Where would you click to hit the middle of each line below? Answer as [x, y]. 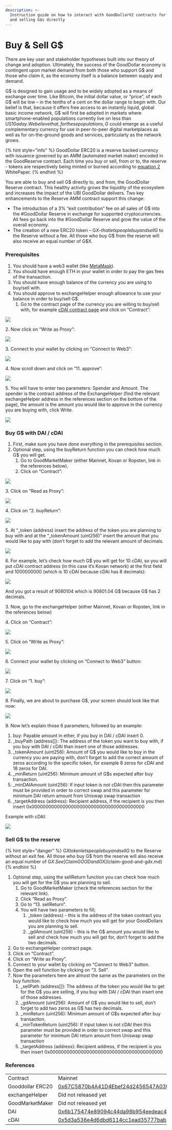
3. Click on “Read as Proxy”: [35, 491]
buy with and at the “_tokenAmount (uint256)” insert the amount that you [82, 535]
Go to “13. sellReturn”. [43, 904]
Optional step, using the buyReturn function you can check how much [86, 449]
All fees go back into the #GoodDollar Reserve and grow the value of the [89, 220]
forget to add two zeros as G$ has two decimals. [71, 1008]
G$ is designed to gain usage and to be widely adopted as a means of [79, 91]
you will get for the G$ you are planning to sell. [62, 883]
